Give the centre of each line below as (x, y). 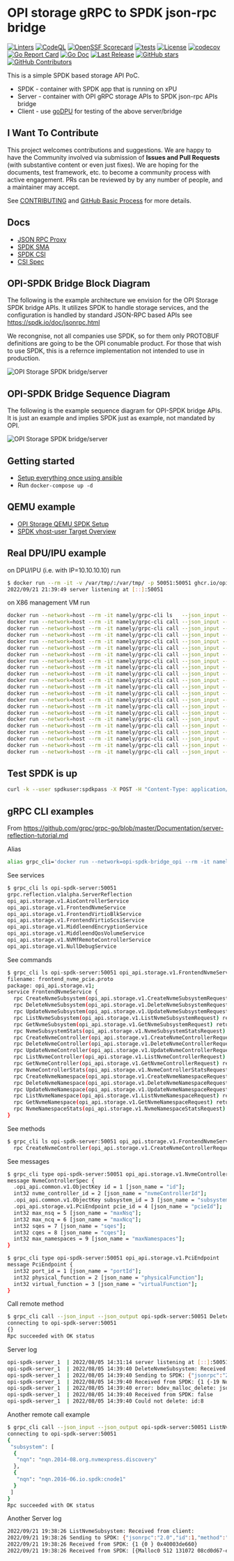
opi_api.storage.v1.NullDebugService (62, 946)
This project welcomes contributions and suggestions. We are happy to (109, 150)
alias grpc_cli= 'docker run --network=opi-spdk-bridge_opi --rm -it (109, 862)
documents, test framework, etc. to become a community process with (109, 172)
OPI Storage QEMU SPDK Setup (63, 524)
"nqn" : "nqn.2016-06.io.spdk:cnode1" (71, 1479)
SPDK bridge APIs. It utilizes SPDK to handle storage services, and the (108, 308)
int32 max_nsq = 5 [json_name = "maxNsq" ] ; (77, 1213)
